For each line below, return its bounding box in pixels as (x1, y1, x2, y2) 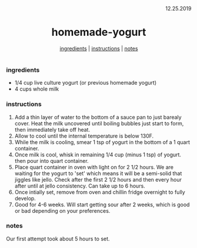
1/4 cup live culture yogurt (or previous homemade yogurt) (14, 79, 157, 86)
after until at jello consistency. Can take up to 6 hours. (14, 182, 145, 189)
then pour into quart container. (14, 157, 89, 164)
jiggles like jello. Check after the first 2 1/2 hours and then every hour (14, 176, 182, 183)
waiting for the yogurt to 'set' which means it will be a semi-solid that (14, 170, 182, 177)
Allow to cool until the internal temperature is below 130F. (14, 132, 154, 139)
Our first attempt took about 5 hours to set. (6, 235, 110, 242)
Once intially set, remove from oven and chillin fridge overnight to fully (14, 188, 185, 196)
